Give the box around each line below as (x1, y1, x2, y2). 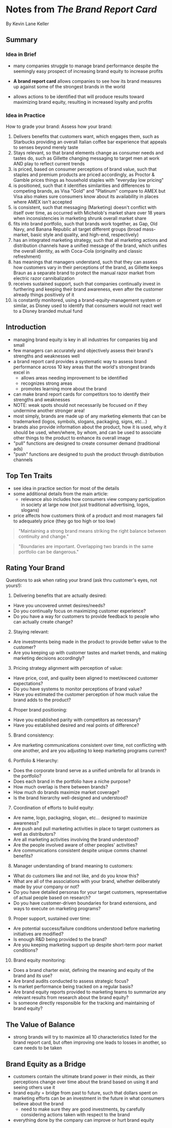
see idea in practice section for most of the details (13, 485, 119, 491)
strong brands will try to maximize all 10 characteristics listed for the (13, 1034, 157, 1040)
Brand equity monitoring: (13, 957, 66, 964)
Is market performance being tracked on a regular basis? (13, 984, 134, 990)
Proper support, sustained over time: (13, 915, 91, 922)
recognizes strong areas (20, 380, 73, 386)
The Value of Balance (6, 1020, 75, 1029)
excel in (13, 369, 30, 375)
